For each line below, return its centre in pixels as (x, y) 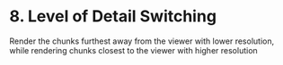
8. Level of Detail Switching (113, 16)
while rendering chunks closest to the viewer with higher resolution (133, 50)
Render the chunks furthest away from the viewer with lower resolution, (142, 41)
